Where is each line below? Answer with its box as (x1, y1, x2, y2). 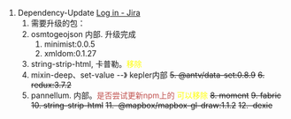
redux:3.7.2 (30, 79, 73, 90)
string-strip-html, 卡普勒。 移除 (30, 59, 142, 69)
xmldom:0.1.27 (43, 48, 97, 58)
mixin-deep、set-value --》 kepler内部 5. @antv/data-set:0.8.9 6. (30, 70, 265, 80)
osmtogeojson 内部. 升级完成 (30, 29, 136, 39)
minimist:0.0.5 (43, 39, 96, 49)
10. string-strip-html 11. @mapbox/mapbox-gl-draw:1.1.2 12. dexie (30, 100, 273, 110)
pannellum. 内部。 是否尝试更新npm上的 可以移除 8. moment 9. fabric (30, 90, 281, 100)
